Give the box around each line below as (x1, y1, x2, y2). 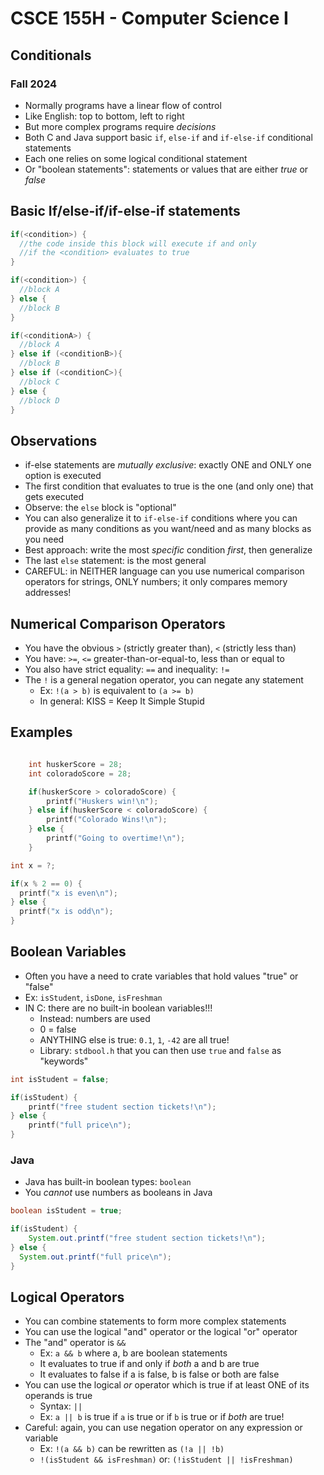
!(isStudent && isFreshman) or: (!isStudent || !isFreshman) (39, 1453, 294, 1466)
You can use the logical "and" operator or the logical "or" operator (24, 1326, 298, 1338)
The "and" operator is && (24, 1337, 127, 1349)
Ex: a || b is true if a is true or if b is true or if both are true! (39, 1411, 285, 1423)
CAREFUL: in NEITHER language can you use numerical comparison (24, 565, 305, 577)
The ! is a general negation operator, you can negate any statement (24, 674, 304, 686)
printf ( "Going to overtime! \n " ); (46, 833, 186, 843)
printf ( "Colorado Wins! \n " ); (46, 815, 168, 825)
